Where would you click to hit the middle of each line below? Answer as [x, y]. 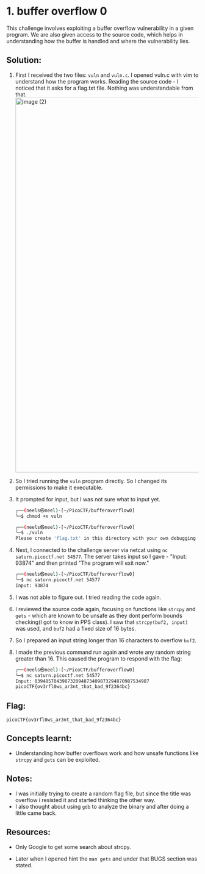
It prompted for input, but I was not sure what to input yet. [88, 499]
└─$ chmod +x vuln [38, 516]
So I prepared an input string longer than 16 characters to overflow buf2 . [106, 640]
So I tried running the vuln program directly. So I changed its [91, 481]
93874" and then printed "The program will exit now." [82, 563]
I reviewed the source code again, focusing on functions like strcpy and [105, 609]
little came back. [36, 813]
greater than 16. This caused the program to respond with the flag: [99, 658]
